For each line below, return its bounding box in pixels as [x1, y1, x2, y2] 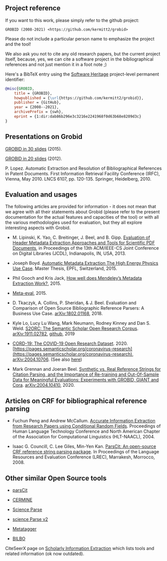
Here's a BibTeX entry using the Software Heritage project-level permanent [5, 71, 160, 77]
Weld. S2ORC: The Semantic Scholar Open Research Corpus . [12, 325, 139, 332]
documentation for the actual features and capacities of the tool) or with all [5, 214, 159, 220]
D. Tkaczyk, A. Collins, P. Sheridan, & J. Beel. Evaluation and [12, 300, 137, 306]
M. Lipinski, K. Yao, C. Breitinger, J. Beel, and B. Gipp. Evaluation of [12, 235, 151, 241]
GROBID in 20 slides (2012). [5, 155, 62, 162]
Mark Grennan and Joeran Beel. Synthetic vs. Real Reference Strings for [12, 366, 161, 372]
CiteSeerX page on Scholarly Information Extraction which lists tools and [5, 545, 155, 551]
